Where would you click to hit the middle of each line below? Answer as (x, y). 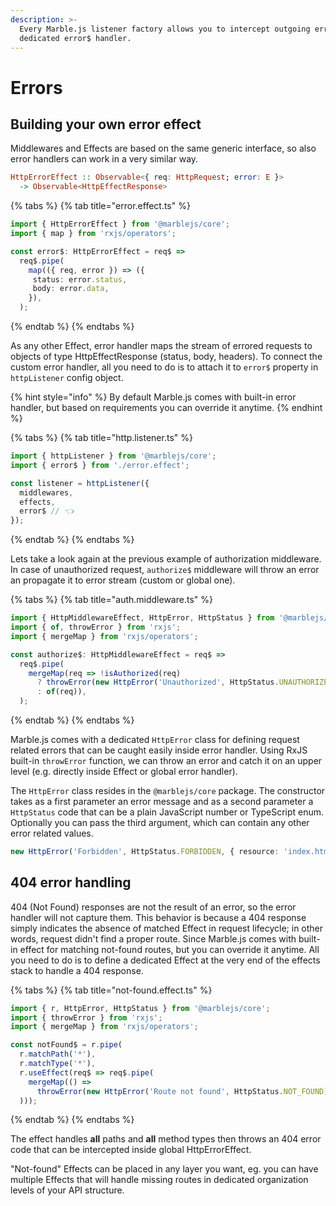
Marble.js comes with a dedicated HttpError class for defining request (155, 739)
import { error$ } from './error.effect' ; (100, 465)
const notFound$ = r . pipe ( (66, 1045)
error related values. (52, 833)
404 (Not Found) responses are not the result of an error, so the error (153, 907)
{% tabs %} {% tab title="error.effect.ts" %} (100, 206)
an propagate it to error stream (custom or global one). (123, 580)
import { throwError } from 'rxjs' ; (86, 1017)
